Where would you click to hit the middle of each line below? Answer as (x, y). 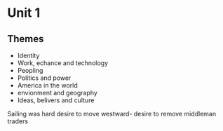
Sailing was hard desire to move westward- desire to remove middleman (111, 114)
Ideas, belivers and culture (56, 100)
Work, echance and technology (63, 63)
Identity (28, 55)
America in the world (48, 85)
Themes (26, 39)
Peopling (30, 70)
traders (18, 121)
